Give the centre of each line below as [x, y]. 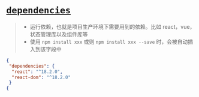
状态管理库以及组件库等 [59, 34]
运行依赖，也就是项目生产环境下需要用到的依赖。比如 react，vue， [112, 26]
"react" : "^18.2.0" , [37, 72]
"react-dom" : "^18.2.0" [41, 77]
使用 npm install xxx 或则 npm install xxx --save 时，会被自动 [109, 41]
